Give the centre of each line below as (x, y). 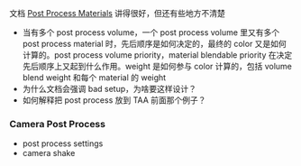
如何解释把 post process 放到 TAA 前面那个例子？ (114, 100)
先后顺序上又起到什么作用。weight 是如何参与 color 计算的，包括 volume (157, 66)
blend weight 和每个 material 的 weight (94, 78)
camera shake (49, 153)
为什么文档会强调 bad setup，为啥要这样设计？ (109, 89)
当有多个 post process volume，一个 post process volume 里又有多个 (151, 32)
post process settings (63, 143)
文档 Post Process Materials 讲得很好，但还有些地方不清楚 (117, 13)
